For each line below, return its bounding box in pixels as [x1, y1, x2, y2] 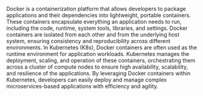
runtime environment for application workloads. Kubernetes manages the [6, 50, 190, 57]
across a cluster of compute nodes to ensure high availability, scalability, [6, 63, 188, 70]
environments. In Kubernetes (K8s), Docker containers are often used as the [6, 44, 198, 51]
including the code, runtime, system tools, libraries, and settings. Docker [6, 24, 188, 32]
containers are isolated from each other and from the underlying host [6, 31, 180, 38]
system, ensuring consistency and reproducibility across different [6, 38, 171, 44]
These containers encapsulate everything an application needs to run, [6, 18, 182, 25]
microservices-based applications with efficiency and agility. [6, 83, 159, 90]
